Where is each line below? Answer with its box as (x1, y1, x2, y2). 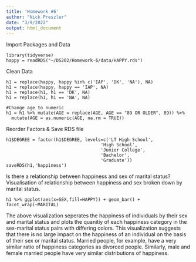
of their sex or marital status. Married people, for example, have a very (6, 237, 177, 244)
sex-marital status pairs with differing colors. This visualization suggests (6, 224, 181, 232)
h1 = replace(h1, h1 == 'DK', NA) (6, 89, 91, 96)
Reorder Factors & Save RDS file (6, 126, 84, 133)
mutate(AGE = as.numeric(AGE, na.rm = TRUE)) (11, 115, 125, 121)
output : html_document (6, 25, 62, 31)
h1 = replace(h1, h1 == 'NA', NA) (6, 95, 91, 100)
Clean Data (6, 68, 33, 75)
